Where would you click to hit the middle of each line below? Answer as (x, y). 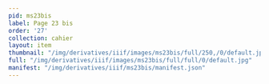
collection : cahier (41, 38)
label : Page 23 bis (41, 23)
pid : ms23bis (30, 16)
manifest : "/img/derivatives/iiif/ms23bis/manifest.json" (107, 68)
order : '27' (28, 30)
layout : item (30, 46)
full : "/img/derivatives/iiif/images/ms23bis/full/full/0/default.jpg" (130, 61)
